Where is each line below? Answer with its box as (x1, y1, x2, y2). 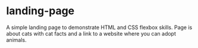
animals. (6, 36, 27, 43)
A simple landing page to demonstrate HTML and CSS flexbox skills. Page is (6, 24, 193, 31)
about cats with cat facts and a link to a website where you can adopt (6, 30, 177, 37)
